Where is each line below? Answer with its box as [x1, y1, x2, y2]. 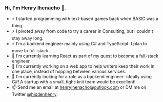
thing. [11, 23, 23, 29]
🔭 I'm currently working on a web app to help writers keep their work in [11, 63, 155, 69]
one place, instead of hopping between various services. [11, 68, 126, 75]
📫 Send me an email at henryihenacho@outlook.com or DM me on [11, 84, 146, 90]
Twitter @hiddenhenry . [11, 91, 58, 97]
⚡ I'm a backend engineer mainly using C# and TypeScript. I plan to [11, 41, 147, 47]
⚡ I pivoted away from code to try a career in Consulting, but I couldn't [11, 28, 153, 34]
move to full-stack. [11, 48, 50, 54]
